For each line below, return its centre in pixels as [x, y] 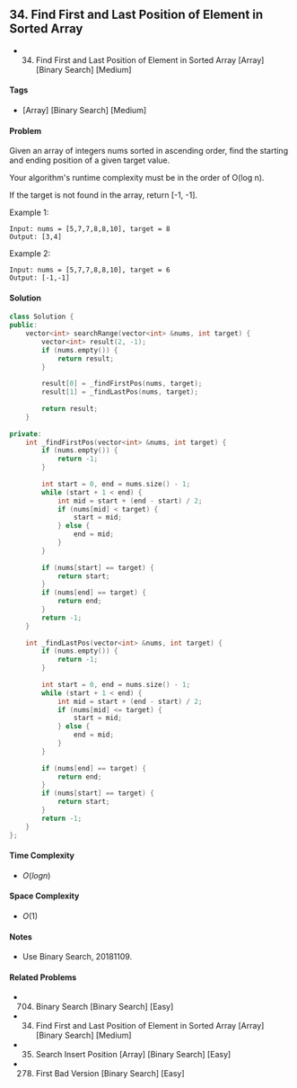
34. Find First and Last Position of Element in [136, 15]
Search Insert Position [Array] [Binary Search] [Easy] [133, 1055]
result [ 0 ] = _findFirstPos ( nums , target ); [122, 384]
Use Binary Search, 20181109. [77, 957]
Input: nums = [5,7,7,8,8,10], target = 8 [90, 229]
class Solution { [42, 317]
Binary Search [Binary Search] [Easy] [105, 1007]
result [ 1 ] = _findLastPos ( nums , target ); [120, 392]
